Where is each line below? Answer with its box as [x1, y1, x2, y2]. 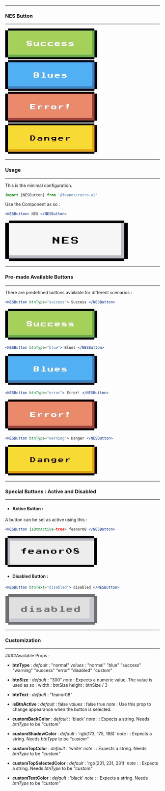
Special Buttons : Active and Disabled [5, 488, 97, 495]
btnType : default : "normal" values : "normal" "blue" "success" [12, 662, 141, 668]
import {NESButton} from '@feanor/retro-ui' [5, 192, 98, 197]
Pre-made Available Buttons [5, 274, 74, 280]
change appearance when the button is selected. [12, 706, 112, 712]
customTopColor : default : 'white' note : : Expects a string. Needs [12, 745, 147, 751]
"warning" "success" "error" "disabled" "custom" [12, 667, 113, 673]
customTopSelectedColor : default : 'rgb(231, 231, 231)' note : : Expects [12, 760, 159, 766]
